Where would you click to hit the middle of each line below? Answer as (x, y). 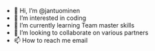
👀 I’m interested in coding (50, 18)
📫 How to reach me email (51, 40)
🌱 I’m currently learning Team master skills (74, 25)
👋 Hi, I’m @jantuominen (47, 11)
